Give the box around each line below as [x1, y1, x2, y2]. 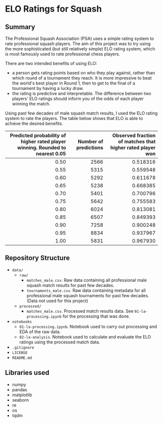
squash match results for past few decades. [26, 282, 114, 288]
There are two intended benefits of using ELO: [5, 61, 98, 66]
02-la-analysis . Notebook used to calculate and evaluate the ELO [19, 334, 151, 339]
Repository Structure [5, 254, 70, 262]
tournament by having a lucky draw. [12, 85, 84, 91]
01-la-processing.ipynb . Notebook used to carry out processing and [19, 323, 157, 329]
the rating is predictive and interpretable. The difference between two [12, 91, 151, 96]
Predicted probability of [10, 132, 66, 139]
